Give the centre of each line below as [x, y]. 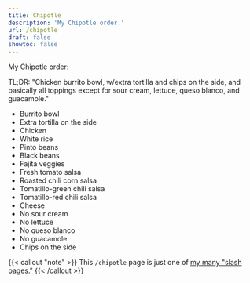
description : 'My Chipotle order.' [66, 23]
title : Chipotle [35, 15]
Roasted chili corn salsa [58, 180]
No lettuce [36, 222]
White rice [36, 139]
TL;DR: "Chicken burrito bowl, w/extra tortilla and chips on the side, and [125, 82]
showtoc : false [33, 45]
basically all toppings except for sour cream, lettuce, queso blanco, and [124, 90]
